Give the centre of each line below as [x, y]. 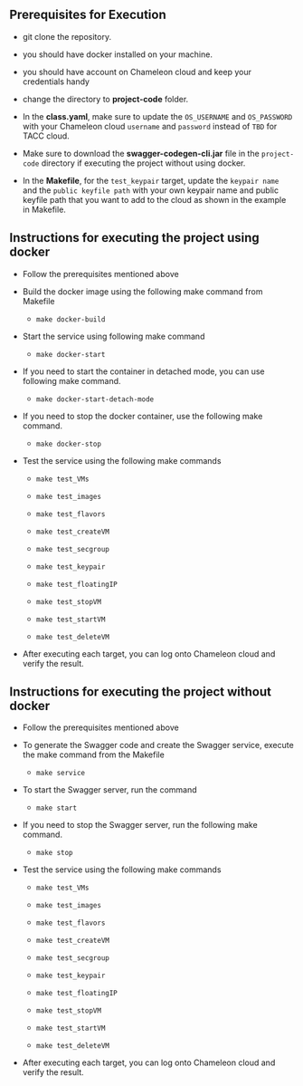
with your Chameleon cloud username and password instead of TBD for [150, 126]
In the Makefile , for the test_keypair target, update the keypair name [151, 180]
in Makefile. [44, 209]
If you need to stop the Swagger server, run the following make [140, 825]
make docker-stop [69, 444]
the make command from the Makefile [93, 754]
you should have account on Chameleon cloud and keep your [137, 72]
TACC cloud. [46, 136]
